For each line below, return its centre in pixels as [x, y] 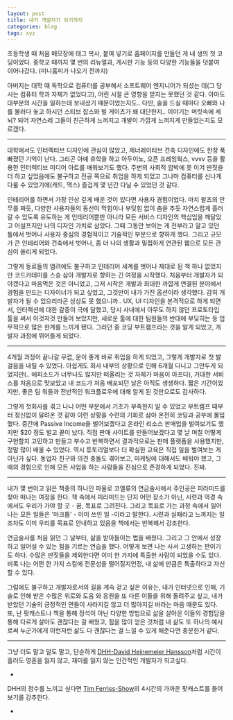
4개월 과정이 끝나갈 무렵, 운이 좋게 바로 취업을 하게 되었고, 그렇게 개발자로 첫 [111, 357]
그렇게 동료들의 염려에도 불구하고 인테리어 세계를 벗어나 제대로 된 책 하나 [105, 266]
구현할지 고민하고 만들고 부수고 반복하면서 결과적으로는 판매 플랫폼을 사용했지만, [115, 441]
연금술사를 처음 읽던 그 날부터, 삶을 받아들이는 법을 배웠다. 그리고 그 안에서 [108, 538]
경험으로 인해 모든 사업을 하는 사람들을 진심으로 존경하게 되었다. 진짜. [113, 467]
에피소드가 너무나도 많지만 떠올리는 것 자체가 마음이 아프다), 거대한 [121, 375]
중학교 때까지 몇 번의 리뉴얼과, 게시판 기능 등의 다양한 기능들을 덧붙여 [126, 62]
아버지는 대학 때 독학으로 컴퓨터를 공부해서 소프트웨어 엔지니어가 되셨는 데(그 [111, 86]
